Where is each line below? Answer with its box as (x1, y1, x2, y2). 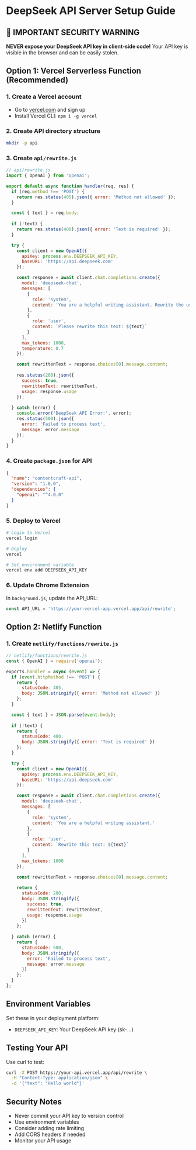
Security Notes (6, 1097, 62, 1107)
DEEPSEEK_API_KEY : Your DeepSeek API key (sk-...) (14, 1025, 134, 1033)
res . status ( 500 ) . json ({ (16, 416, 75, 422)
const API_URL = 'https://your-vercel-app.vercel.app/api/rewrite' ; (6, 605, 176, 612)
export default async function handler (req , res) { (6, 183, 134, 189)
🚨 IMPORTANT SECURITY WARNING (6, 27, 140, 37)
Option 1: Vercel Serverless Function (6, 66, 142, 76)
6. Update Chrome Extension (6, 581, 89, 589)
